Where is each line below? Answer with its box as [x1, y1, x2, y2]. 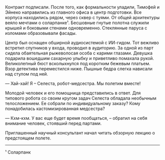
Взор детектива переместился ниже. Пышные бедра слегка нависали [5, 66, 153, 72]
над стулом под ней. [5, 71, 48, 77]
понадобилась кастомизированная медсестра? [5, 106, 105, 111]
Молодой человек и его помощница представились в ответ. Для [5, 90, 141, 96]
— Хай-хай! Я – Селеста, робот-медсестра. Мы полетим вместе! [5, 80, 141, 86]
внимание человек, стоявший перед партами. [5, 120, 102, 126]
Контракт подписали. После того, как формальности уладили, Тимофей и [5, 4, 160, 10]
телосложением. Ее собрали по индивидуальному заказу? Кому [5, 101, 141, 106]
